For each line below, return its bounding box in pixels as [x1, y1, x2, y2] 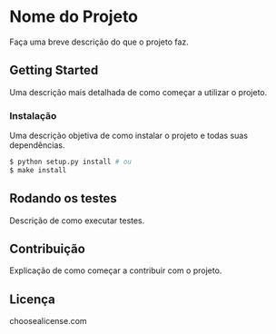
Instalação [9, 109, 57, 122]
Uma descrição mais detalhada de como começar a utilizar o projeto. [9, 86, 268, 97]
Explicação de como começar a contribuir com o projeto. [9, 265, 222, 276]
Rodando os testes [9, 191, 118, 206]
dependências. [9, 140, 65, 151]
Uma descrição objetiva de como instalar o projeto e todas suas [9, 130, 248, 142]
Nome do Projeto [9, 6, 139, 27]
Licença [9, 291, 56, 307]
